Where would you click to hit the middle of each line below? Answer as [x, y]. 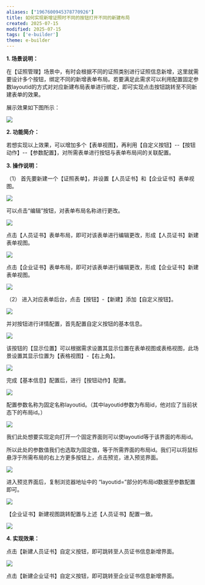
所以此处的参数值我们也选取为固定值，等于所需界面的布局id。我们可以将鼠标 [102, 450]
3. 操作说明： [23, 165]
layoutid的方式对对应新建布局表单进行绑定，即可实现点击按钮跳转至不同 [102, 87]
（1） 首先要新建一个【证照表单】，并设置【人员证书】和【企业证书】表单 [98, 178]
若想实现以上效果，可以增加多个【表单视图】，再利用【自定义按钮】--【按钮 [101, 145]
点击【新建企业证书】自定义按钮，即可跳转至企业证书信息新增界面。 [92, 576]
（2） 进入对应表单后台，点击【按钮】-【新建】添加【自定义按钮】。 [92, 299]
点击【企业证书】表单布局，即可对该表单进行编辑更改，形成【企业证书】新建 [103, 267]
